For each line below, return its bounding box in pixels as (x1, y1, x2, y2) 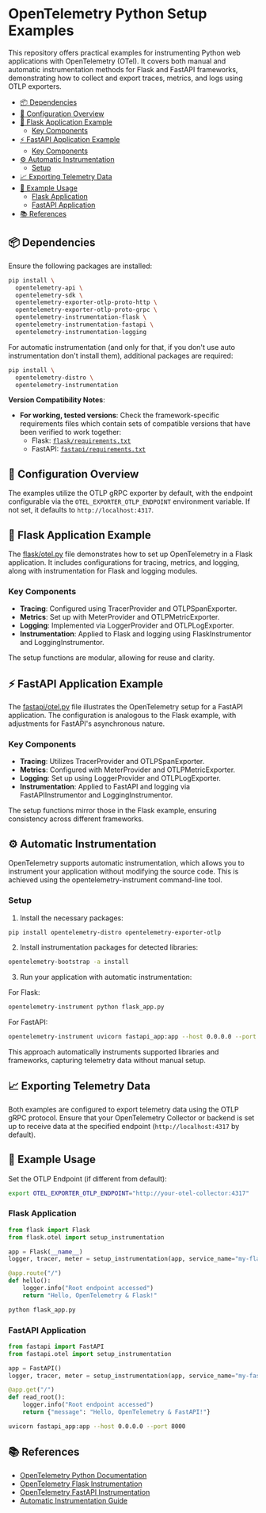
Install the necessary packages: (19, 913, 124, 923)
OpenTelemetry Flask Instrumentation (19, 1479, 142, 1488)
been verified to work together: (19, 428, 122, 437)
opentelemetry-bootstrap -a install (8, 958, 129, 966)
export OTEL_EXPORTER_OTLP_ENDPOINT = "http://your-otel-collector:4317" (8, 1189, 249, 1197)
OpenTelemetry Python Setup (8, 5, 207, 23)
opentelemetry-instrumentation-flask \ (15, 313, 147, 321)
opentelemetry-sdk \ (15, 291, 83, 299)
